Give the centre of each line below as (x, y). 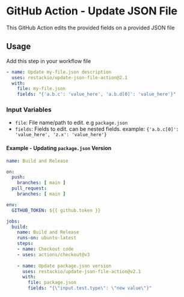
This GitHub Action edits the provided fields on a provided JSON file (90, 28)
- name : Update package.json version (64, 266)
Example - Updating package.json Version (59, 148)
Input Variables (29, 110)
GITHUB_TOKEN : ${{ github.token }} (56, 210)
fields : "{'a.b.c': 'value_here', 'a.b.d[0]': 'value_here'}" (97, 94)
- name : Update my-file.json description (59, 72)
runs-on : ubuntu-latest (47, 238)
